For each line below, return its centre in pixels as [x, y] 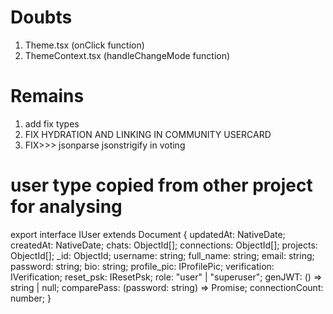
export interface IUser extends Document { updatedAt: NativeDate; [148, 234]
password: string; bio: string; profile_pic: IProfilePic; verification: [142, 266]
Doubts [41, 17]
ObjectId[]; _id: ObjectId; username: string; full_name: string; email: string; [162, 255]
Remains [47, 96]
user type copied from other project [161, 185]
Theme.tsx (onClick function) [84, 45]
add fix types [52, 123]
